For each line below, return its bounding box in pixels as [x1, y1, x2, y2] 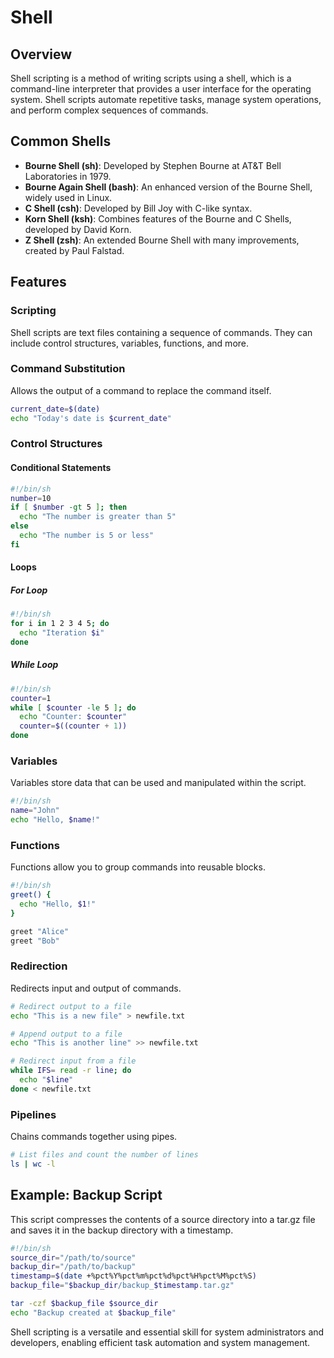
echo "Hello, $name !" [10, 815, 101, 825]
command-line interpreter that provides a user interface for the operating [10, 83, 312, 95]
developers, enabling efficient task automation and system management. [10, 1336, 311, 1348]
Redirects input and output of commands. [10, 982, 182, 994]
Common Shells [10, 133, 112, 150]
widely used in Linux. [24, 191, 113, 203]
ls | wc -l [10, 1159, 56, 1170]
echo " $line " [19, 1075, 74, 1085]
